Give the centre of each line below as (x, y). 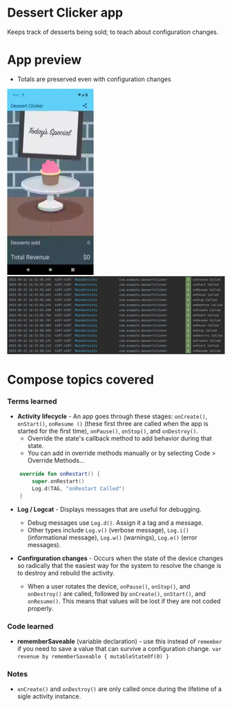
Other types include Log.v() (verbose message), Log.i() (108, 530)
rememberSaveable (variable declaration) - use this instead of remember (119, 641)
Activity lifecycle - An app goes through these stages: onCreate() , (112, 416)
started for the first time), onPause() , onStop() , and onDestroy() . (107, 431)
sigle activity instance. (49, 697)
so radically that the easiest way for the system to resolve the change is (119, 565)
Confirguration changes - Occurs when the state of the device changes (120, 558)
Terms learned (32, 401)
